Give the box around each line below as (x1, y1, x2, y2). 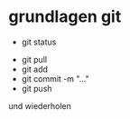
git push (21, 83, 52, 94)
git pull (21, 54, 47, 64)
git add (21, 64, 49, 74)
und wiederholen (8, 100, 71, 111)
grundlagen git (8, 6, 122, 27)
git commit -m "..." (21, 73, 89, 84)
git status (21, 36, 57, 47)
